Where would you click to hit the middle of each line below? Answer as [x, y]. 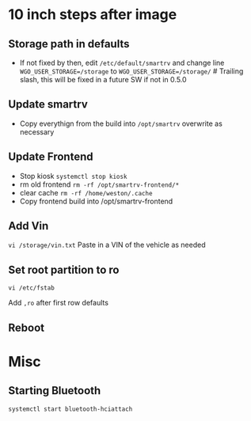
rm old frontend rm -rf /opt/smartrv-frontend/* [99, 184]
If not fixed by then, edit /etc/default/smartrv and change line [122, 63]
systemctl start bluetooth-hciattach [70, 409]
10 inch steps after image [93, 15]
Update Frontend [51, 157]
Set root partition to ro [64, 269]
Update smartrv [48, 104]
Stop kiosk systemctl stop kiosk [73, 176]
